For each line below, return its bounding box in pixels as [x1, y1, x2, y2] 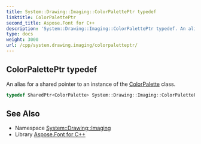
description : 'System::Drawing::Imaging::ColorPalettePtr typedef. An [6, 25, 186, 32]
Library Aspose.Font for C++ [14, 131, 86, 138]
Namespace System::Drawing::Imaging [14, 124, 111, 132]
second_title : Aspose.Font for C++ [6, 20, 95, 26]
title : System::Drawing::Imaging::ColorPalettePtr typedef [6, 8, 157, 15]
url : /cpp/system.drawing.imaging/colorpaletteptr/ [6, 43, 138, 49]
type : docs [6, 31, 33, 37]
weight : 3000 [6, 37, 39, 43]
